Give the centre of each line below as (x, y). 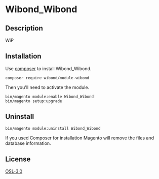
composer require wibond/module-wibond (47, 78)
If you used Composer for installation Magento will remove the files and (80, 138)
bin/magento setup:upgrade (34, 101)
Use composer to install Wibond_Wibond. (48, 68)
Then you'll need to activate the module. (47, 87)
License (18, 159)
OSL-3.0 (14, 171)
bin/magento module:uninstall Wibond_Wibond (53, 128)
